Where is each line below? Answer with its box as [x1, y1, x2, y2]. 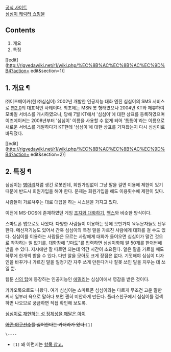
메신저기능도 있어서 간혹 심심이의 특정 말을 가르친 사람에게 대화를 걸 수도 [16, 227, 161, 233]
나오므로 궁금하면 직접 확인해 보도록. [14, 300, 87, 306]
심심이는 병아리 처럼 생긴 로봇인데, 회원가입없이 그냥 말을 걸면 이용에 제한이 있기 [5, 182, 163, 188]
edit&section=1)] [30, 67, 65, 74]
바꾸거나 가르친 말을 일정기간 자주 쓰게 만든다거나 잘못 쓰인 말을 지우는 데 [14, 259, 161, 265]
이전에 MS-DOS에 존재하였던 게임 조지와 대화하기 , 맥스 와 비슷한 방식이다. [5, 210, 152, 216]
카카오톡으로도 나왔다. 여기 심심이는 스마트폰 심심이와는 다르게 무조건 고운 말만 [5, 287, 162, 293]
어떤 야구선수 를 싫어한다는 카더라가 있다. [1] [5, 321, 93, 328]
